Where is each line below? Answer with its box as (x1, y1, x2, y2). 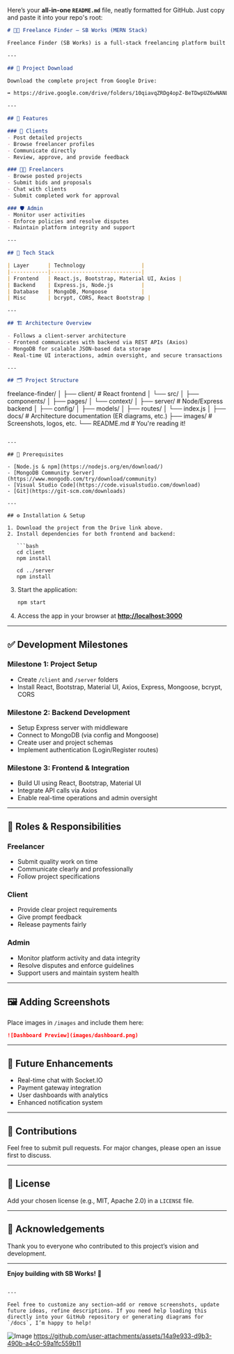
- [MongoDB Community (7, 469, 70, 477)
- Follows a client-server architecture (7, 332, 127, 339)
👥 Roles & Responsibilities (7, 821, 122, 832)
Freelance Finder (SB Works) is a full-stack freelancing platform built (7, 39, 226, 46)
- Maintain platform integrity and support (7, 224, 136, 231)
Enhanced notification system (17, 1098, 103, 1107)
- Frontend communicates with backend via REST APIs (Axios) (7, 339, 189, 346)
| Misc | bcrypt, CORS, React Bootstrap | (7, 295, 151, 302)
